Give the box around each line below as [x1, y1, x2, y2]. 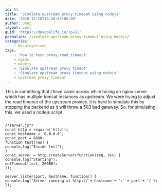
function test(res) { [5, 140, 49, 145]
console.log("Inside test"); [5, 144, 64, 149]
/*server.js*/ [5, 123, 34, 128]
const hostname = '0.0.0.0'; [5, 131, 64, 136]
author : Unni [5, 20, 32, 26]
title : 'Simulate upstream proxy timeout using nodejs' [5, 12, 121, 17]
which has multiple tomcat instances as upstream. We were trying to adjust [5, 94, 156, 99]
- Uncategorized [14, 43, 47, 48]
